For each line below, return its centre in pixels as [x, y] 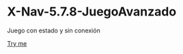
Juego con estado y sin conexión [54, 30]
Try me [17, 43]
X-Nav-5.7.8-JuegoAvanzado [92, 12]
